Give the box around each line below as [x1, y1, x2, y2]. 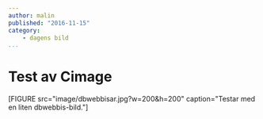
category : [8, 26, 41, 34]
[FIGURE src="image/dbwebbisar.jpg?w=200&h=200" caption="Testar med [8, 94, 256, 104]
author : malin [8, 11, 55, 20]
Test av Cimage [8, 68, 112, 86]
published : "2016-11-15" [8, 19, 90, 27]
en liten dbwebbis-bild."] [8, 102, 89, 112]
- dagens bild [22, 33, 69, 42]
